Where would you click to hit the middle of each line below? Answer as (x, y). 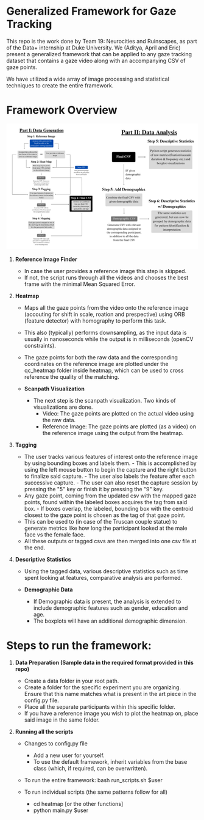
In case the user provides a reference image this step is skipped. (105, 271)
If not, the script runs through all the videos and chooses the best (106, 278)
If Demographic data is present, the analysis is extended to (107, 602)
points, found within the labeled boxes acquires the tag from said (106, 502)
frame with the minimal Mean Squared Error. (79, 284)
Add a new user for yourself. (69, 755)
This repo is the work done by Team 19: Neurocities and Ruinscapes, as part (102, 41)
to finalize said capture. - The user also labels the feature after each (109, 476)
